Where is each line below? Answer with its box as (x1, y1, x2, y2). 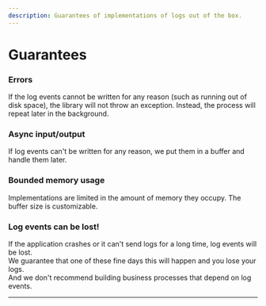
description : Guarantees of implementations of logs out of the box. (8, 11, 243, 20)
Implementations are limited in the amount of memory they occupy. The (8, 193, 241, 202)
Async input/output (8, 128, 85, 140)
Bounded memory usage (8, 175, 105, 186)
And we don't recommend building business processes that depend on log (8, 273, 252, 282)
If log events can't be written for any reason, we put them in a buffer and (8, 147, 245, 156)
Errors (8, 74, 33, 85)
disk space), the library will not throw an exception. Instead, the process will (8, 101, 256, 110)
